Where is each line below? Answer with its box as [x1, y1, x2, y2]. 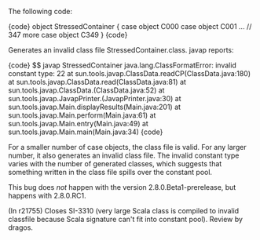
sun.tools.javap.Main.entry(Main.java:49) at [8, 119, 149, 128]
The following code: [8, 7, 73, 16]
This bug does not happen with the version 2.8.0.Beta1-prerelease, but [8, 183, 236, 191]
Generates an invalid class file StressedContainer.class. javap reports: [8, 45, 234, 54]
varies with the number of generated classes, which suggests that [8, 159, 222, 168]
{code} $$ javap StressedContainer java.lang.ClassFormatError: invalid [8, 60, 237, 70]
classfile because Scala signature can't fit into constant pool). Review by [8, 215, 244, 224]
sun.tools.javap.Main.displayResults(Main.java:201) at [8, 102, 181, 111]
